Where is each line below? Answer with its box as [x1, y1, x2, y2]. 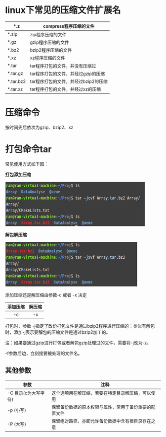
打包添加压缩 [5, 171, 31, 177]
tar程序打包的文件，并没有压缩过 [30, 63, 96, 69]
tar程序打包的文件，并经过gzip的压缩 [30, 71, 105, 76]
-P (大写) [7, 421, 26, 427]
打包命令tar [5, 144, 52, 155]
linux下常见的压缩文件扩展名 [5, 4, 121, 16]
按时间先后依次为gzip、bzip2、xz [5, 124, 74, 130]
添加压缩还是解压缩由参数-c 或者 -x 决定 [5, 291, 87, 298]
